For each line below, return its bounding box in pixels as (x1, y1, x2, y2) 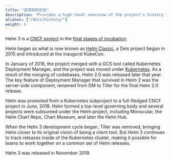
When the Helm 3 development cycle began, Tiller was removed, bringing (5, 124, 160, 130)
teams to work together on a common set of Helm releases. (5, 140, 131, 146)
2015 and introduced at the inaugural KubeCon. (5, 51, 105, 57)
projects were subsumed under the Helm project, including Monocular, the (5, 109, 162, 115)
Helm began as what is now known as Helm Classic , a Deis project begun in (5, 45, 165, 51)
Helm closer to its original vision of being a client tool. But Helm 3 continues (5, 129, 165, 136)
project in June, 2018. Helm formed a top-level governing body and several (5, 103, 164, 110)
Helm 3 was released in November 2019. (5, 150, 91, 156)
